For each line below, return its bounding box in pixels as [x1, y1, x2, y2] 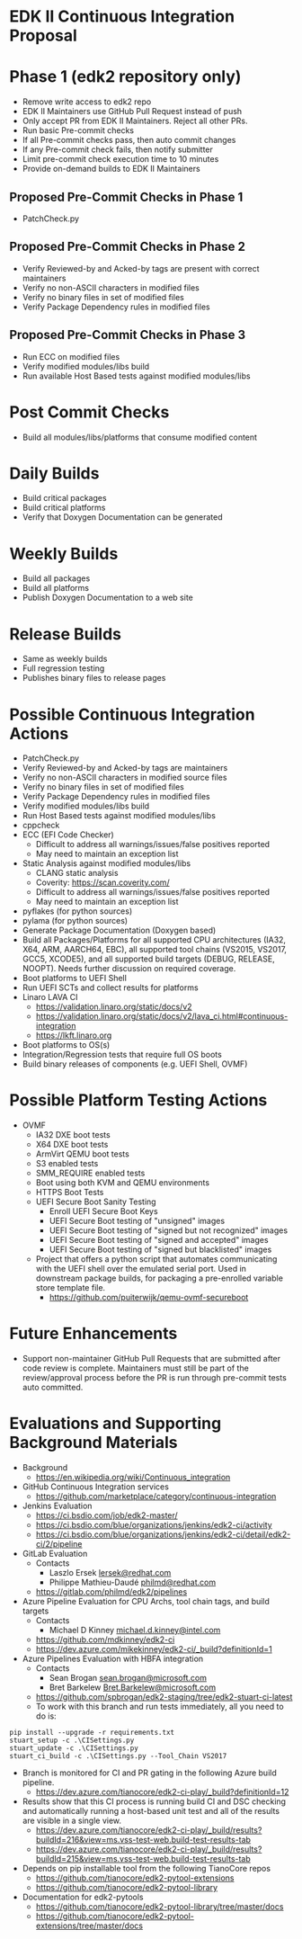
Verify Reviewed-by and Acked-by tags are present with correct [22, 263, 260, 273]
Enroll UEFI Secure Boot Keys [49, 1206, 159, 1217]
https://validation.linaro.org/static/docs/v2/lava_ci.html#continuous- [35, 1011, 289, 1022]
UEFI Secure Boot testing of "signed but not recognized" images [49, 1225, 289, 1236]
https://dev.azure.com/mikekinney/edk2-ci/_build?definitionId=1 [35, 1644, 272, 1655]
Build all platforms [22, 583, 90, 594]
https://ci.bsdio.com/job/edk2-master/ [35, 1510, 178, 1521]
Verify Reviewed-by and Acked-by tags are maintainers [22, 763, 228, 773]
